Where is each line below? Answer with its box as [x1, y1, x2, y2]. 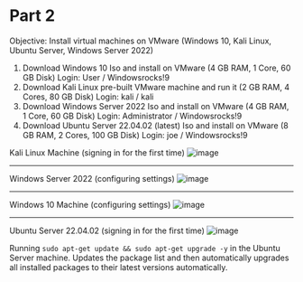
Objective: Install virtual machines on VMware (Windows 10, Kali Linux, [9, 35, 272, 46]
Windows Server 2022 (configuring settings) [9, 173, 176, 183]
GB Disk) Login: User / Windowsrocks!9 [22, 71, 170, 82]
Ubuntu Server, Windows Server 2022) [9, 44, 154, 55]
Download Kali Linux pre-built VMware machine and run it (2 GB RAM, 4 [22, 81, 290, 92]
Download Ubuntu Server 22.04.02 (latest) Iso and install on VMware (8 [22, 119, 289, 131]
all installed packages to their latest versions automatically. [9, 261, 228, 272]
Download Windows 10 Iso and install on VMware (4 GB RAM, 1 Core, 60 [22, 62, 291, 73]
